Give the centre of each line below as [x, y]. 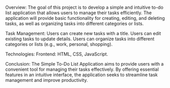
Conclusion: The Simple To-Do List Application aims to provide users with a [84, 64]
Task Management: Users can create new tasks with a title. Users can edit [83, 33]
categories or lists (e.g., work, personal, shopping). [59, 44]
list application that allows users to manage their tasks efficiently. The [79, 13]
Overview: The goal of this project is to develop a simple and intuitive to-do [84, 7]
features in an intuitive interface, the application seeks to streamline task [82, 75]
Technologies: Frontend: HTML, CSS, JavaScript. [57, 54]
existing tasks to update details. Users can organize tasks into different [80, 39]
